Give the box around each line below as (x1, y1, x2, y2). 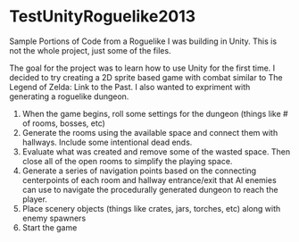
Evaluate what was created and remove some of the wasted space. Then (21, 146, 291, 157)
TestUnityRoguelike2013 (9, 6, 196, 27)
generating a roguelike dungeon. (9, 91, 129, 102)
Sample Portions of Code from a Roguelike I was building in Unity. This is (9, 36, 278, 46)
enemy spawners (21, 213, 87, 223)
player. (21, 194, 47, 204)
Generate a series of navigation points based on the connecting (21, 165, 257, 176)
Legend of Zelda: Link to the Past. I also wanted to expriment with (9, 81, 251, 92)
